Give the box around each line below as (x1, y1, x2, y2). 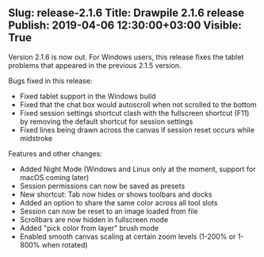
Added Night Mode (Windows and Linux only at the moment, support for (19, 164, 256, 174)
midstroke (19, 133, 53, 143)
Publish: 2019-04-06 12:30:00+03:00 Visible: (8, 19, 242, 33)
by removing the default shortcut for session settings (19, 117, 193, 126)
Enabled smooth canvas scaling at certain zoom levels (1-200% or (19, 232, 236, 241)
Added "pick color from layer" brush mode (19, 223, 159, 232)
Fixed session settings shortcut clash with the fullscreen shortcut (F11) (19, 108, 250, 117)
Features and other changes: (8, 148, 103, 158)
